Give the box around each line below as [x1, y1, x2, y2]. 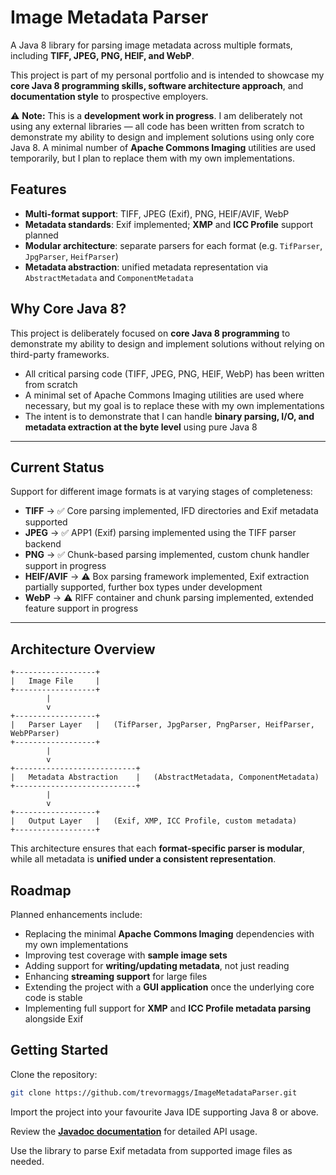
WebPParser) [10, 729, 60, 739]
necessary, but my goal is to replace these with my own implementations [24, 399, 325, 411]
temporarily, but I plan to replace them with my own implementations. [10, 152, 296, 164]
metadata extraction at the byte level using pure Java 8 [24, 421, 258, 433]
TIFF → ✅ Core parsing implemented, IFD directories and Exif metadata [24, 505, 319, 517]
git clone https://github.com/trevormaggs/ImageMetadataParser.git [10, 1087, 298, 1098]
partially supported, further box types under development [24, 581, 263, 593]
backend [24, 538, 62, 550]
